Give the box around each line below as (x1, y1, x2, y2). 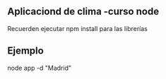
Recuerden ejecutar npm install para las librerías (7, 24, 148, 32)
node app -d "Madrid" (7, 63, 72, 72)
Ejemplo (7, 45, 44, 57)
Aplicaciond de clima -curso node (7, 6, 160, 18)
